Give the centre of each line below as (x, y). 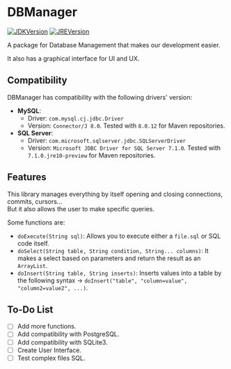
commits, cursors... (35, 201)
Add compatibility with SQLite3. (62, 342)
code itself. (33, 243)
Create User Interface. (49, 350)
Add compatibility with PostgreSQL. (68, 334)
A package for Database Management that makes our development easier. (114, 45)
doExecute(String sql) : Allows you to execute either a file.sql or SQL (119, 236)
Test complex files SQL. (51, 358)
